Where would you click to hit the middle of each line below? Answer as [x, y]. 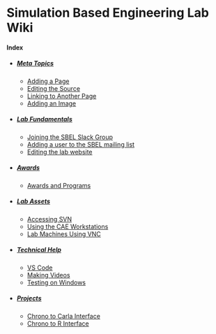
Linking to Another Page [62, 96]
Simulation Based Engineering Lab [108, 13]
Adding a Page [48, 81]
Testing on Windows [56, 282]
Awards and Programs [59, 185]
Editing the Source [54, 88]
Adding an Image [52, 103]
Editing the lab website [60, 152]
